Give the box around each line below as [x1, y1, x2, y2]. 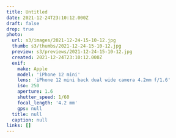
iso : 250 [17, 83, 40, 89]
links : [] [6, 123, 32, 129]
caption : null [12, 117, 48, 123]
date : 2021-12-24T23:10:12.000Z [6, 15, 89, 21]
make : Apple [17, 65, 48, 72]
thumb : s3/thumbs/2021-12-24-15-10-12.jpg [12, 43, 122, 49]
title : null [12, 111, 43, 117]
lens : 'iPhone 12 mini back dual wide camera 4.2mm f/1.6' [17, 77, 171, 83]
